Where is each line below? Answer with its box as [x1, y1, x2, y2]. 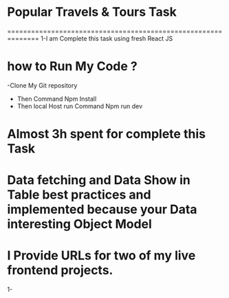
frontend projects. [7, 263, 113, 278]
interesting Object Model [7, 217, 153, 232]
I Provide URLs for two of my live [7, 248, 196, 264]
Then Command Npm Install [17, 95, 97, 103]
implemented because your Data [7, 201, 197, 217]
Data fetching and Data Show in [7, 172, 190, 188]
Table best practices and [7, 187, 151, 203]
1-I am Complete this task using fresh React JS [41, 34, 173, 42]
